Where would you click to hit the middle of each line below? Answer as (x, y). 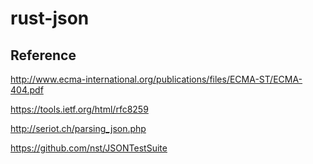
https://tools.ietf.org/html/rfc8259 (79, 109)
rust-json (50, 18)
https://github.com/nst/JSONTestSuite (89, 148)
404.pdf (27, 90)
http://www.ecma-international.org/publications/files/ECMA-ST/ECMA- (156, 79)
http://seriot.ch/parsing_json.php (78, 128)
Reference (43, 55)
